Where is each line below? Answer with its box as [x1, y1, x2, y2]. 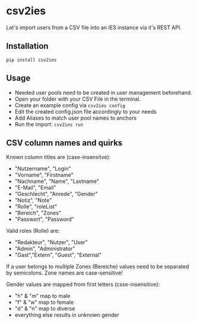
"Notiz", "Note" [14, 197, 52, 204]
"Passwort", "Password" [14, 216, 74, 223]
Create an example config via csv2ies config [14, 101, 126, 108]
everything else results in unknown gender [14, 311, 120, 319]
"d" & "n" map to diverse [14, 305, 75, 312]
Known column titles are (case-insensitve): [6, 154, 111, 161]
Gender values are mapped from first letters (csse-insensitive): [6, 281, 160, 288]
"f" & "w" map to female [14, 299, 74, 306]
